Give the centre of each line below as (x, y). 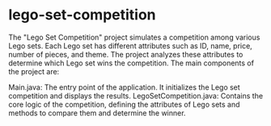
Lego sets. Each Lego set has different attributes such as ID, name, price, (130, 45)
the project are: (34, 71)
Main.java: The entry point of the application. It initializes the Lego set (124, 87)
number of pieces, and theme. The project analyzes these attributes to (126, 54)
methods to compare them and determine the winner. (97, 113)
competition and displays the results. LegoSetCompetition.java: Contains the (136, 95)
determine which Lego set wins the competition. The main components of (131, 63)
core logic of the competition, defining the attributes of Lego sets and (124, 104)
